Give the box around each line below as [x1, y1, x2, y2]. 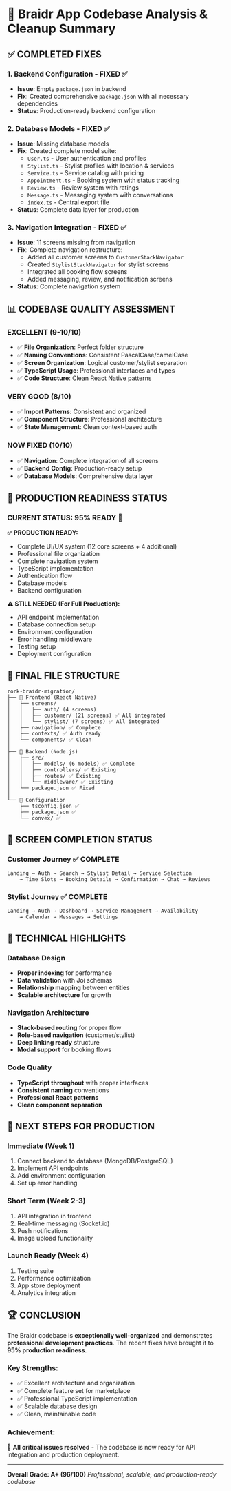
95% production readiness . [7, 1345, 87, 1354]
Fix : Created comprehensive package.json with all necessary [16, 92, 189, 100]
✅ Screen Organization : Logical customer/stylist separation [16, 359, 188, 367]
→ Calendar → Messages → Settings [19, 914, 118, 920]
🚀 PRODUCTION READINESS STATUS [7, 493, 168, 504]
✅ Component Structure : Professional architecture [16, 415, 162, 424]
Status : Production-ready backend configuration [16, 106, 156, 115]
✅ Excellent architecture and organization [16, 1379, 135, 1387]
